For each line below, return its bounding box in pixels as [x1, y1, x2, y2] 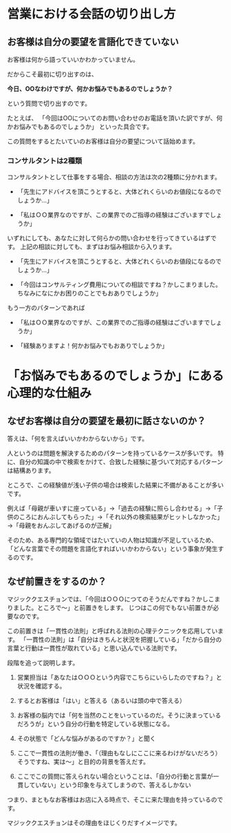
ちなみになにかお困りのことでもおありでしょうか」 [16, 289, 162, 297]
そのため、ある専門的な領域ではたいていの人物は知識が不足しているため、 [7, 536, 218, 545]
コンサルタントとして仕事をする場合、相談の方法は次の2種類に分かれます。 [7, 173, 221, 181]
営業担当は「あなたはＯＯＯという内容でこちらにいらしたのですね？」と [16, 673, 222, 682]
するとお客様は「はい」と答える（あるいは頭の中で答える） [16, 697, 186, 705]
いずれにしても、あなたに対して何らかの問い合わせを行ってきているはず [7, 234, 211, 242]
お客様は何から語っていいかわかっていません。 [7, 56, 140, 63]
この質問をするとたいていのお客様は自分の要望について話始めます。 [7, 137, 199, 145]
